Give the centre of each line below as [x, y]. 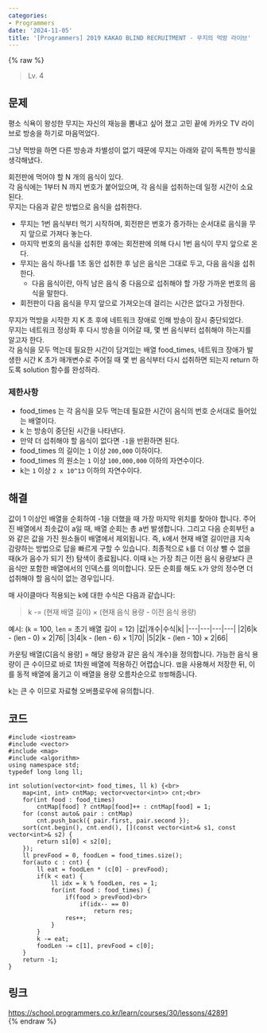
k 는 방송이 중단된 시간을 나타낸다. [72, 431]
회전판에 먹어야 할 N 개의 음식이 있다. [66, 177]
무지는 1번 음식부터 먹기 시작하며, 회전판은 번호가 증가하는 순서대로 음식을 [133, 224]
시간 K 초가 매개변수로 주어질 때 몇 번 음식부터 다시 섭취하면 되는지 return [136, 360]
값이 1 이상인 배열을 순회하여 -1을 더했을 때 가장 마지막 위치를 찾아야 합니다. [125, 519]
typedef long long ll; [46, 772]
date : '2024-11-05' [41, 30]
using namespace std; [44, 765]
